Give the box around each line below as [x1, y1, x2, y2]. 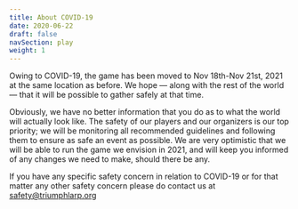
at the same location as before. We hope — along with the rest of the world [9, 80, 285, 91]
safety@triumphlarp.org [9, 190, 97, 201]
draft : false [9, 29, 58, 38]
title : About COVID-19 [9, 12, 93, 22]
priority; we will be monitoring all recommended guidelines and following [9, 125, 276, 136]
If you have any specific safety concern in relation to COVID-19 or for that [9, 171, 278, 182]
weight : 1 [9, 46, 46, 55]
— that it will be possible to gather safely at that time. [9, 90, 205, 100]
